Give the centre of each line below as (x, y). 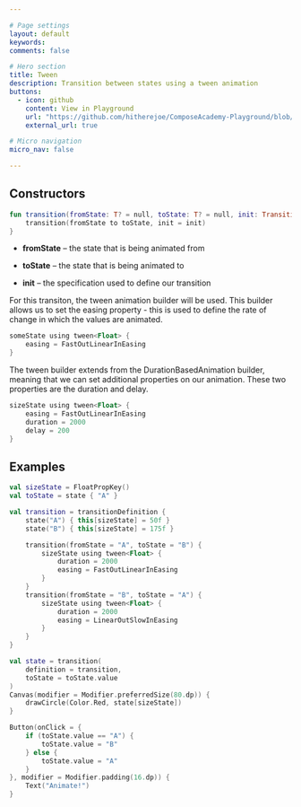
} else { (42, 752)
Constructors (47, 194)
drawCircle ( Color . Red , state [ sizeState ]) (103, 703)
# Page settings (39, 25)
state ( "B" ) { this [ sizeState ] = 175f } (100, 529)
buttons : (26, 92)
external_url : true (62, 125)
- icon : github (46, 100)
